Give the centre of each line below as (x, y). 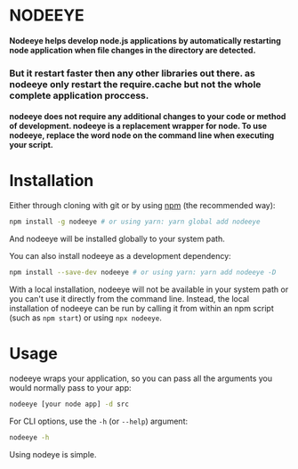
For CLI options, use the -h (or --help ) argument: (99, 421)
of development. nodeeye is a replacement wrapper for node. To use (138, 126)
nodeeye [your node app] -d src (69, 404)
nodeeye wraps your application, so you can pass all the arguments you (141, 378)
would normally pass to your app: (70, 387)
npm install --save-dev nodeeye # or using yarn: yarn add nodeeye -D (143, 272)
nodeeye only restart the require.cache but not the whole (135, 84)
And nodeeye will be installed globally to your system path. (117, 239)
